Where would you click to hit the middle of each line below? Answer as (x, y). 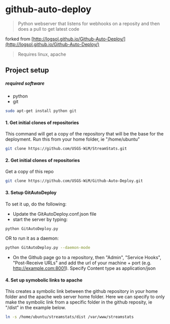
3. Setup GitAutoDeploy (31, 192)
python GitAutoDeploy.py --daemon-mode (48, 248)
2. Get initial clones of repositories (43, 160)
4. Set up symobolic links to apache (44, 280)
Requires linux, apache (42, 54)
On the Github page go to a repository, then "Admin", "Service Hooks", (87, 258)
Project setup (27, 70)
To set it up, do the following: (36, 204)
